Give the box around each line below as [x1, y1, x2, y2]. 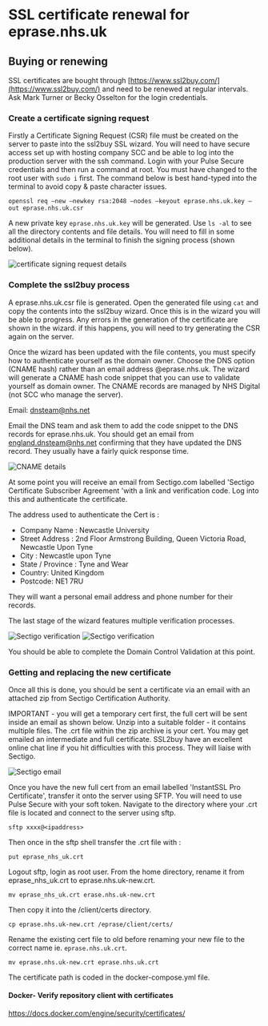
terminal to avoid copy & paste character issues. [8, 182, 167, 191]
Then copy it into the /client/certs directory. [8, 904, 152, 914]
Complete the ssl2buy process [8, 279, 130, 291]
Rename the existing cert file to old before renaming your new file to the [8, 934, 246, 944]
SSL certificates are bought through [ [8, 76, 131, 85]
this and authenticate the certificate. [8, 494, 128, 503]
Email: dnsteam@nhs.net [8, 405, 90, 415]
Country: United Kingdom [19, 567, 105, 577]
